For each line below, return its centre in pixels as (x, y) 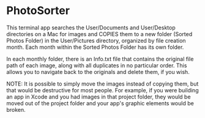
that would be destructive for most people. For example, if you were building (102, 90)
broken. (16, 109)
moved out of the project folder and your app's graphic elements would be (100, 103)
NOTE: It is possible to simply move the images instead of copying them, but (102, 84)
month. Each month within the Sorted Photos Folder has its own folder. (95, 47)
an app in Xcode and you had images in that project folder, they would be (99, 97)
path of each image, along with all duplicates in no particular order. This (97, 65)
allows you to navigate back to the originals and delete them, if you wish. (98, 72)
